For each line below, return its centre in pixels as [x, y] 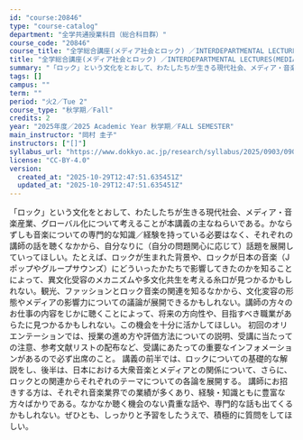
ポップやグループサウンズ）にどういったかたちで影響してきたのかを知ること [151, 269]
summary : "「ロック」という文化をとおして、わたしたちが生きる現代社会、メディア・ [147, 69]
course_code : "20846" [50, 43]
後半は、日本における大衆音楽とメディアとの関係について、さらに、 [166, 370]
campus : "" [30, 85]
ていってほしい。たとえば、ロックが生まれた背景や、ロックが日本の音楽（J [150, 257]
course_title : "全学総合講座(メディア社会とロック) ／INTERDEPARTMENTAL [137, 51]
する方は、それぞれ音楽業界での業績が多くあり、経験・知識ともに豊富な [151, 392]
